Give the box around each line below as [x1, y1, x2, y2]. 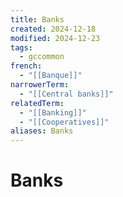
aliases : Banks [10, 126, 74, 136]
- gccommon [19, 52, 65, 62]
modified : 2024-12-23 [10, 33, 101, 43]
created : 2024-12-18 [10, 24, 97, 34]
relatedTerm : [10, 98, 65, 108]
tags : [10, 42, 33, 53]
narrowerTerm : [10, 80, 70, 90]
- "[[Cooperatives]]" [19, 117, 110, 127]
